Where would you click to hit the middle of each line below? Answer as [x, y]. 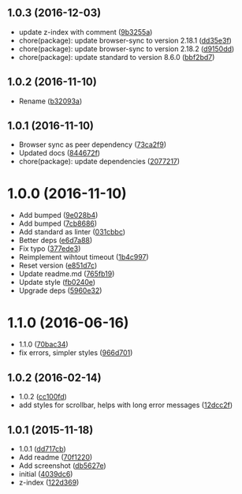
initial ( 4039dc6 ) [46, 473]
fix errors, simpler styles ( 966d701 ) [76, 353]
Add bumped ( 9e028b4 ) [58, 215]
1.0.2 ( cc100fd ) [43, 397]
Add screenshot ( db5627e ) [63, 466]
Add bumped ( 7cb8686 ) [58, 223]
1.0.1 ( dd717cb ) [42, 448]
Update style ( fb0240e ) [57, 283]
